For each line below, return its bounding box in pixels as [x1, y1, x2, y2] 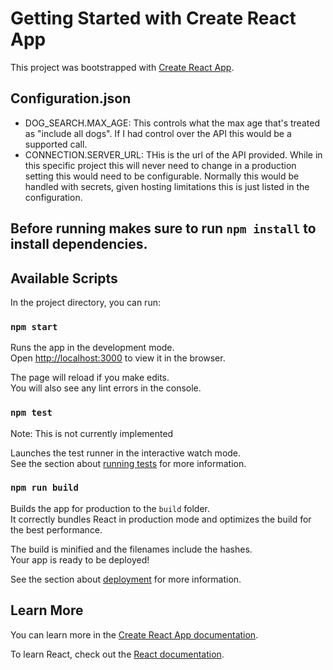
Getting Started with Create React [10, 7, 297, 30]
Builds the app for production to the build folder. [10, 502, 211, 514]
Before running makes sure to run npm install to [10, 220, 317, 237]
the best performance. [10, 523, 103, 536]
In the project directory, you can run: [10, 296, 161, 308]
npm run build [10, 482, 79, 494]
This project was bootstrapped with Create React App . [10, 61, 235, 73]
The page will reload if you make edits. [10, 372, 170, 384]
